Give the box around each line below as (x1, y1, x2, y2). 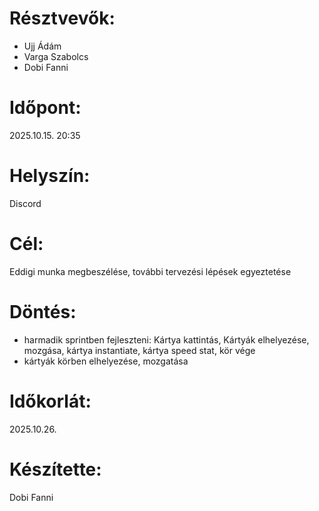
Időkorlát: (9, 390, 92, 412)
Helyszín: (9, 165, 91, 187)
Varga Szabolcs (23, 50, 89, 62)
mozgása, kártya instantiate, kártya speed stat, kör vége (23, 344, 256, 356)
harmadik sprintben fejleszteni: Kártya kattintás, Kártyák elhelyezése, (23, 333, 310, 346)
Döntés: (9, 300, 77, 323)
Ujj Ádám (23, 40, 62, 52)
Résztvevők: (9, 7, 116, 30)
